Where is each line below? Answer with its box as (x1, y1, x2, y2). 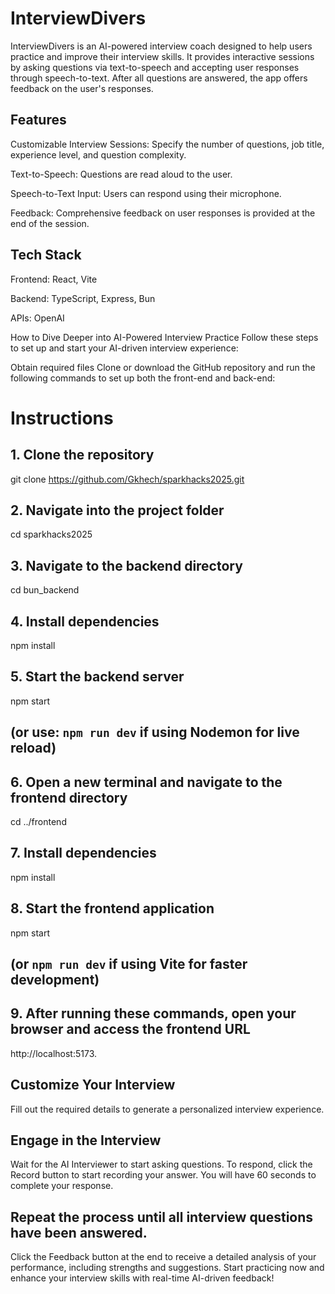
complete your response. (10, 1180, 114, 1192)
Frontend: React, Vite (10, 273, 98, 285)
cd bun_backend (10, 584, 80, 596)
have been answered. (10, 1224, 148, 1241)
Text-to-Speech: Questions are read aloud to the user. (10, 168, 233, 180)
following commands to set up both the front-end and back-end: (10, 372, 276, 384)
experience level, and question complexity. (10, 148, 187, 161)
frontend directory (10, 789, 128, 806)
